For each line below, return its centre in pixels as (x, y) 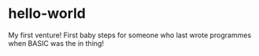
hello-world (47, 14)
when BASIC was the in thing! (56, 43)
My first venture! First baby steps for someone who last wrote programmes (130, 35)
